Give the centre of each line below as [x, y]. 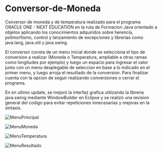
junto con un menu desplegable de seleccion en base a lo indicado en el [77, 67]
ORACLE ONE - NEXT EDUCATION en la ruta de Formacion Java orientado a [81, 27]
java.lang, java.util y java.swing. [36, 42]
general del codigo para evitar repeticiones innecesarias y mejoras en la [77, 102]
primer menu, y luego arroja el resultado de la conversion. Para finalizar [77, 72]
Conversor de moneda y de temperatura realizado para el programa [73, 22]
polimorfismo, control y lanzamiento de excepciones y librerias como [74, 37]
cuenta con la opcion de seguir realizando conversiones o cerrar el [72, 78]
